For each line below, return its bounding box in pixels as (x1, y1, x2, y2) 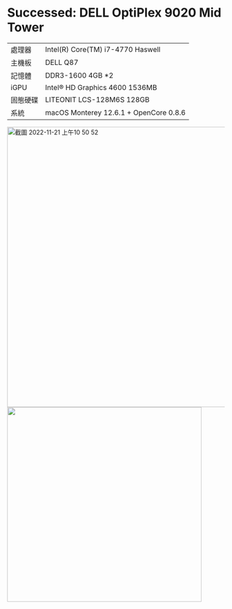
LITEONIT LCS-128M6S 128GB (45, 95, 150, 104)
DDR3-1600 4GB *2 (45, 71, 114, 80)
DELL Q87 (45, 57, 79, 67)
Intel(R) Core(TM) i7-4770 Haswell (45, 44, 161, 54)
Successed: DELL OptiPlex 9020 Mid (7, 5, 222, 21)
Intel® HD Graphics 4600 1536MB (45, 82, 157, 92)
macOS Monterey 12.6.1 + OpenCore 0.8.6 (45, 107, 186, 117)
